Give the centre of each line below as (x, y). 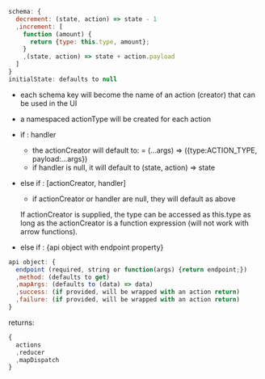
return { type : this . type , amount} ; (90, 42)
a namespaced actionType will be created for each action (116, 119)
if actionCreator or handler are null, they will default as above (134, 199)
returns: (21, 322)
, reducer (30, 352)
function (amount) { (57, 34)
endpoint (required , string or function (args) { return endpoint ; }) (132, 270)
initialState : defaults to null (63, 79)
